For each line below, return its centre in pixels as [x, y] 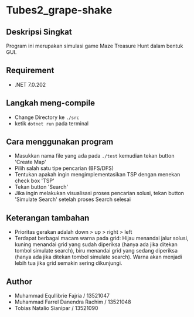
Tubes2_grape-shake [59, 10]
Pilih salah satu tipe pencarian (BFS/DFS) [64, 168]
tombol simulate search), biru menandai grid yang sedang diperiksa [96, 251]
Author [19, 282]
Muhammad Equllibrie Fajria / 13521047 [62, 296]
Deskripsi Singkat [39, 32]
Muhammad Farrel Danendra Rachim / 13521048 [73, 302]
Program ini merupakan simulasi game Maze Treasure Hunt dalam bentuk [95, 46]
